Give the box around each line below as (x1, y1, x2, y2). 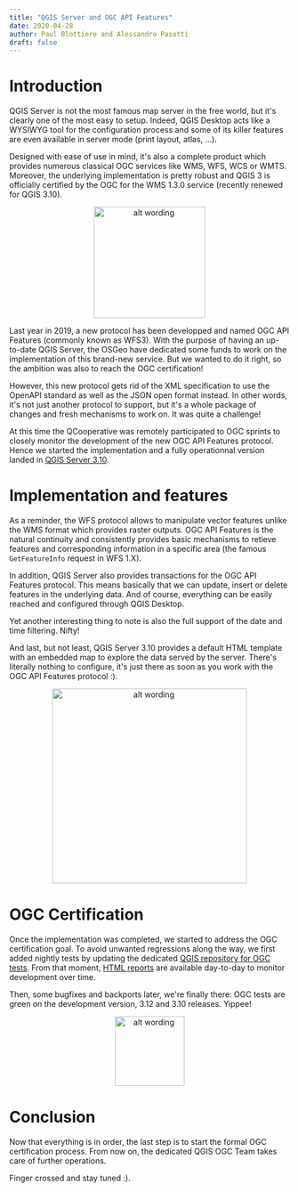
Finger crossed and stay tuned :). (9, 1172, 131, 1183)
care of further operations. (9, 1156, 107, 1166)
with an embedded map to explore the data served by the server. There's (9, 652, 278, 663)
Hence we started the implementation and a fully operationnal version (9, 445, 265, 456)
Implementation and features (9, 486, 229, 506)
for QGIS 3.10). (9, 189, 63, 200)
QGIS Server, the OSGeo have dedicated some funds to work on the (38, 345, 287, 355)
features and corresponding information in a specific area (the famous (9, 544, 267, 555)
